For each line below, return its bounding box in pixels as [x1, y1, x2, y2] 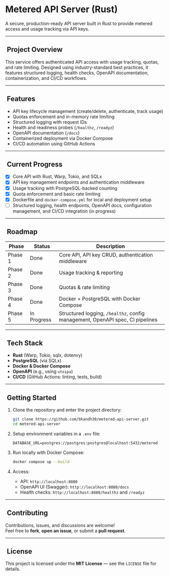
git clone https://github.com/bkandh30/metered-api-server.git [12, 417, 149, 422]
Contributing [7, 509, 48, 517]
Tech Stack [7, 338, 43, 347]
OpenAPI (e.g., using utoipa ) [12, 368, 73, 375]
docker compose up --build [12, 459, 70, 464]
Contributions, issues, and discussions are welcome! [5, 522, 115, 528]
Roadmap [7, 227, 38, 236]
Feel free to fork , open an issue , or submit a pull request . [5, 528, 125, 534]
